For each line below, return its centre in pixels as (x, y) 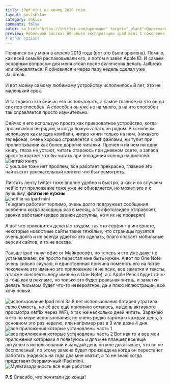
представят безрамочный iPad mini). (45, 361)
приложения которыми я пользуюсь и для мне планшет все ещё (76, 339)
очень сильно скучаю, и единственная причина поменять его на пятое (83, 263)
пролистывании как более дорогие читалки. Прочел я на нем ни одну (81, 144)
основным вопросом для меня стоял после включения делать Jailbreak (83, 64)
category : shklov (24, 19)
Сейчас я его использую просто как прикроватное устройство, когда (81, 123)
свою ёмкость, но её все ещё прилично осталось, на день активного (81, 307)
